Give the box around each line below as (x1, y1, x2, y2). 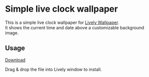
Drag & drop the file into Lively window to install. (5, 66, 102, 72)
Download (5, 57, 26, 63)
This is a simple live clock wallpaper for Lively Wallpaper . (5, 19, 119, 25)
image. (5, 30, 19, 36)
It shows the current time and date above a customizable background (5, 24, 145, 30)
